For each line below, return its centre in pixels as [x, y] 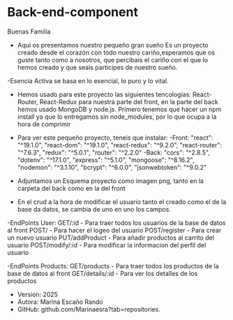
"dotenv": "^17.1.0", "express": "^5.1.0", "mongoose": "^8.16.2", [106, 160]
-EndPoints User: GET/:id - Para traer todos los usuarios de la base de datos [116, 223]
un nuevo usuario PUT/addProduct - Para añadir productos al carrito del [111, 238]
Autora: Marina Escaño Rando [60, 302]
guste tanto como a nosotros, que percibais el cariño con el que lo [112, 59]
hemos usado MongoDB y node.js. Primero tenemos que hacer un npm [119, 109]
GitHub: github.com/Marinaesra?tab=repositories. [89, 309]
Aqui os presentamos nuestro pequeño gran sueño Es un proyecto [113, 45]
